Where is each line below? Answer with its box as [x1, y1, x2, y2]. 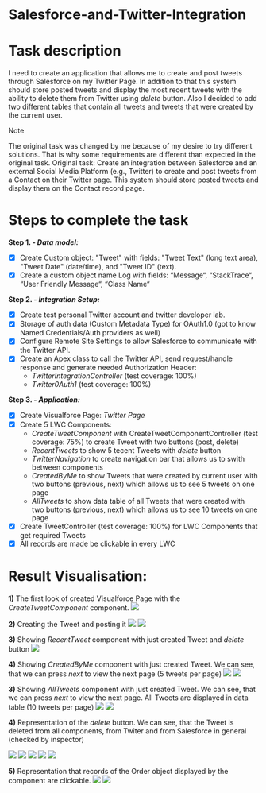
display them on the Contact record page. [8, 184, 145, 193]
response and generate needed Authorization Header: [19, 363, 197, 373]
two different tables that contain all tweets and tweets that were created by [8, 102, 254, 112]
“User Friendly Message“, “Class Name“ [19, 280, 150, 289]
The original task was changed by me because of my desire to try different [8, 141, 253, 151]
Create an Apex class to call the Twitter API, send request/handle [19, 354, 233, 363]
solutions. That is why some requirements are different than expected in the [8, 149, 256, 160]
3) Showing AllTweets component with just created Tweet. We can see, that [8, 684, 256, 694]
